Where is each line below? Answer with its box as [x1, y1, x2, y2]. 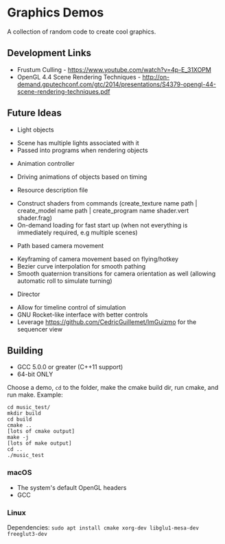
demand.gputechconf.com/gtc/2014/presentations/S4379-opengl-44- [16, 80, 216, 88]
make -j [7, 434, 29, 441]
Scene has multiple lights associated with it [16, 138, 139, 147]
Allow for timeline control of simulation [16, 303, 126, 311]
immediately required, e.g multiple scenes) [16, 228, 139, 236]
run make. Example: [7, 391, 63, 399]
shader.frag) [16, 214, 53, 222]
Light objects [16, 125, 54, 134]
